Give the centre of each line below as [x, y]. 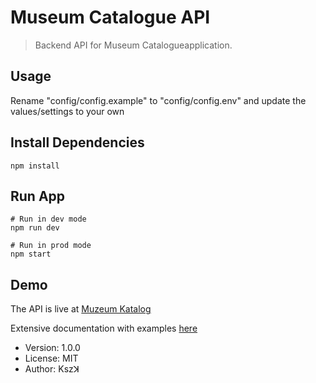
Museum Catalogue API [110, 17]
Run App [38, 196]
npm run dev [35, 228]
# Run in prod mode [51, 246]
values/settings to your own [67, 111]
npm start [31, 254]
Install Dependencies [77, 142]
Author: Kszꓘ [52, 369]
